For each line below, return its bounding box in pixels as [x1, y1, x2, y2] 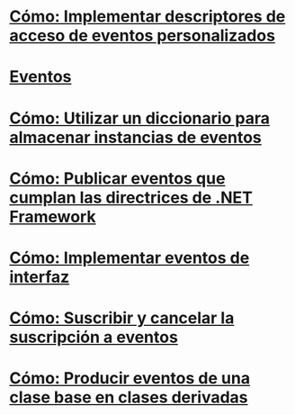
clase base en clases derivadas [9, 387, 249, 408]
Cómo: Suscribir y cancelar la [9, 308, 235, 329]
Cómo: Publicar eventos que [9, 168, 226, 188]
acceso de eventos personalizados [9, 25, 276, 46]
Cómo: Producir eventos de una [9, 368, 250, 389]
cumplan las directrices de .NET [9, 187, 254, 208]
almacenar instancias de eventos [9, 127, 263, 148]
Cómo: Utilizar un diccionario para [9, 108, 270, 128]
